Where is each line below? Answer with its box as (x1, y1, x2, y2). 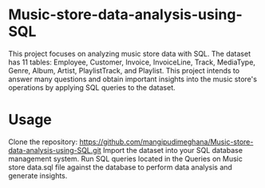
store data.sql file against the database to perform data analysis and (8, 162, 233, 172)
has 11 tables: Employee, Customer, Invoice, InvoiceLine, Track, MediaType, (8, 57, 255, 67)
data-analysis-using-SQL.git (8, 145, 101, 155)
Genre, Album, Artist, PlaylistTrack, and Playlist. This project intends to (8, 65, 240, 75)
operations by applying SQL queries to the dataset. (8, 82, 176, 92)
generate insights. (8, 170, 68, 180)
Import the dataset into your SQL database (102, 145, 243, 155)
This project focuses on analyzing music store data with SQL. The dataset (8, 49, 251, 58)
